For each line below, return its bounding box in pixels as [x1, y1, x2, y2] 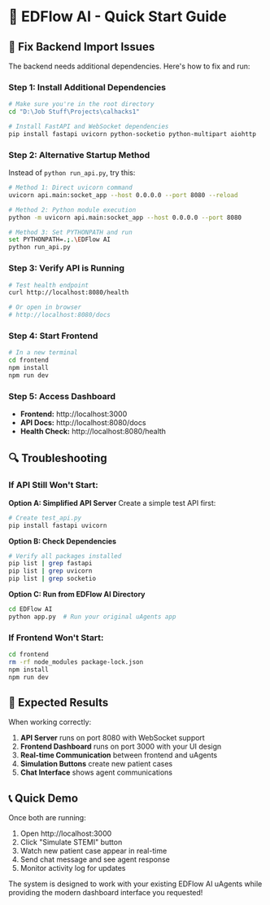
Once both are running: [8, 813, 87, 823]
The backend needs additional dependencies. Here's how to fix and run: [8, 61, 250, 71]
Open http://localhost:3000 [20, 828, 112, 838]
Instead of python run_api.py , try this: [8, 168, 136, 178]
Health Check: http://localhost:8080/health [20, 427, 167, 437]
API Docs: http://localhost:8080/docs [20, 418, 146, 428]
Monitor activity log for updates [20, 863, 126, 873]
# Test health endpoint [8, 281, 89, 289]
